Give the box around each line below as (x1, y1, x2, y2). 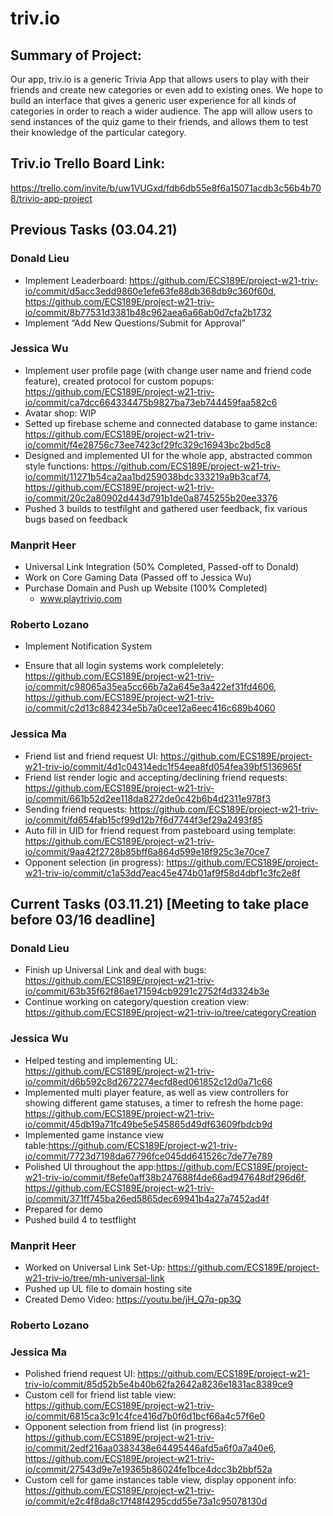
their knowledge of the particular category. (10, 127, 187, 138)
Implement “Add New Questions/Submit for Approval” (24, 317, 246, 329)
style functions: (24, 460, 90, 472)
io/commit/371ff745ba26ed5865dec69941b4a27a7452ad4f (24, 1192, 270, 1204)
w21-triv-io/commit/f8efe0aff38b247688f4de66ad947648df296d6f (24, 1171, 305, 1183)
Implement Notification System (24, 640, 153, 652)
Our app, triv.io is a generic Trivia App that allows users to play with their (10, 73, 310, 85)
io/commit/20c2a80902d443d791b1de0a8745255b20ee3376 (24, 492, 278, 504)
